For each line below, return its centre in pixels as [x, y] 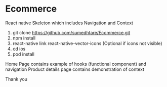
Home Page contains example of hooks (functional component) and [76, 64]
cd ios [19, 49]
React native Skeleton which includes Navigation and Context [69, 23]
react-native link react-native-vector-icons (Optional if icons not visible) [87, 43]
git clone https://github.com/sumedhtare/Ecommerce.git [71, 32]
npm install [24, 38]
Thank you [16, 79]
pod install [23, 54]
